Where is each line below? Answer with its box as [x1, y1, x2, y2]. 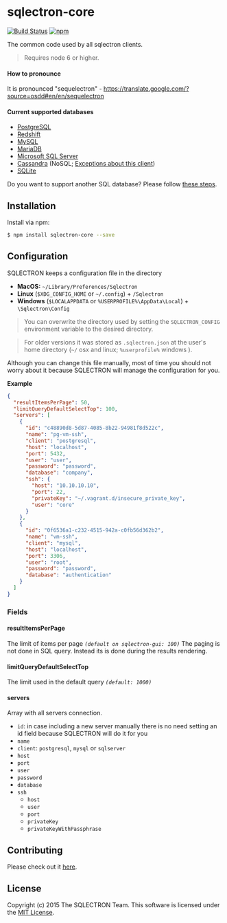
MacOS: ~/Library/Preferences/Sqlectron [16, 282, 138, 290]
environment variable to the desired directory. [23, 325, 154, 333]
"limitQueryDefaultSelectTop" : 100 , [13, 405, 118, 413]
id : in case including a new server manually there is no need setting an [16, 722, 217, 730]
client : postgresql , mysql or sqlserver [16, 744, 126, 752]
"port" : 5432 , [25, 450, 67, 457]
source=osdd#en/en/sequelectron [7, 92, 104, 100]
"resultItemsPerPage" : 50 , [13, 399, 91, 406]
